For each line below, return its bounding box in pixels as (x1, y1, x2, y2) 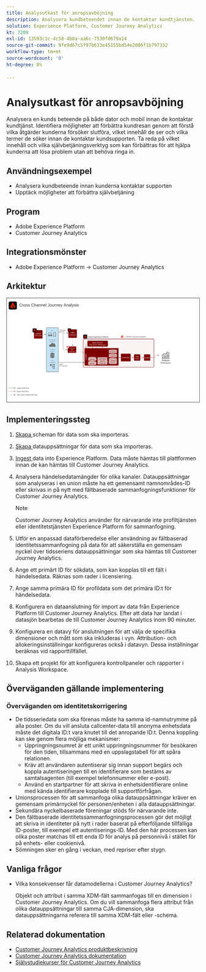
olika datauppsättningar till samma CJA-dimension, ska (15, 905, 154, 913)
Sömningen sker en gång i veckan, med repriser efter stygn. (15, 846, 167, 854)
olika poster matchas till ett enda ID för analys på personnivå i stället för (15, 833, 196, 840)
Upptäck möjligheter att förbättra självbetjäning (15, 189, 134, 196)
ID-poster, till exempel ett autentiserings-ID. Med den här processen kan (15, 827, 197, 834)
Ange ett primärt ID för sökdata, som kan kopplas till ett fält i (15, 566, 167, 573)
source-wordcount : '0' (6, 55, 64, 61)
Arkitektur (6, 281, 46, 291)
